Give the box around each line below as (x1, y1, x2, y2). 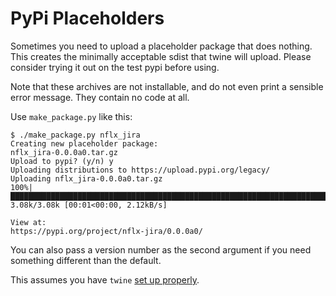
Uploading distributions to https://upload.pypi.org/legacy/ (10, 165, 271, 175)
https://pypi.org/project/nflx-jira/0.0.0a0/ (10, 226, 203, 236)
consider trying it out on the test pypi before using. (10, 61, 220, 73)
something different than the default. (10, 254, 162, 266)
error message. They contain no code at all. (10, 91, 190, 103)
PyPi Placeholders (10, 7, 165, 30)
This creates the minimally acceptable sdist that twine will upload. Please (10, 50, 312, 62)
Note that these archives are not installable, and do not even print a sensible (10, 80, 324, 92)
